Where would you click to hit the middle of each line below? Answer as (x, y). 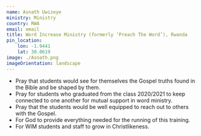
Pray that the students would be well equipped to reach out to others (102, 107)
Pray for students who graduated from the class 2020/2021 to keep (100, 94)
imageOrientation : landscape (44, 63)
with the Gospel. (36, 113)
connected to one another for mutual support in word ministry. (94, 100)
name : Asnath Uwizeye (34, 12)
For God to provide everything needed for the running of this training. (103, 119)
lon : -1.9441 (34, 47)
